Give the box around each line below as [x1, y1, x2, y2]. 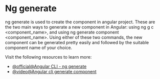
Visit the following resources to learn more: [5, 54, 92, 60]
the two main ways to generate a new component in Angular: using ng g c [5, 24, 154, 30]
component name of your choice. [5, 45, 72, 50]
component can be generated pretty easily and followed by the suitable [5, 39, 149, 45]
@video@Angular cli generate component [12, 68, 97, 74]
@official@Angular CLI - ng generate [12, 63, 87, 69]
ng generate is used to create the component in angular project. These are [5, 19, 156, 25]
